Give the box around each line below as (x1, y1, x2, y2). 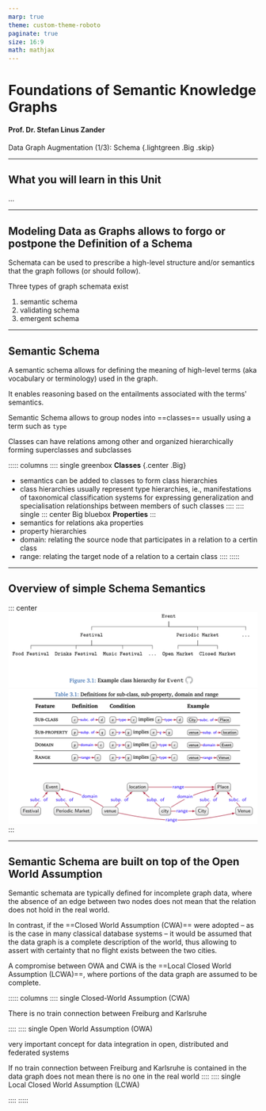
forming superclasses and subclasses (8, 445, 132, 454)
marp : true (8, 13, 44, 21)
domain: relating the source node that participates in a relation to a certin (19, 534, 258, 544)
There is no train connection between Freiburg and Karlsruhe (8, 1009, 207, 1018)
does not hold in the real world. (8, 905, 110, 915)
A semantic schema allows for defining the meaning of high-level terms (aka (8, 365, 257, 374)
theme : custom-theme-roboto (8, 21, 101, 29)
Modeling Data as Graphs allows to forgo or (8, 224, 226, 238)
